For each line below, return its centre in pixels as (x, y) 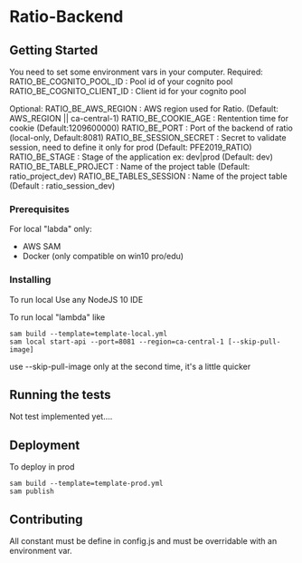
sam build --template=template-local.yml (89, 334)
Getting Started (54, 50)
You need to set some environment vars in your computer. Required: (137, 72)
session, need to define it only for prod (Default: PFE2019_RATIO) (131, 147)
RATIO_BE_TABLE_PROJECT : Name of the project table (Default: (130, 166)
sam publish (32, 491)
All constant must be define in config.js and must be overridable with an (143, 541)
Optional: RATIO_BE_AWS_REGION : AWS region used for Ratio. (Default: (144, 109)
